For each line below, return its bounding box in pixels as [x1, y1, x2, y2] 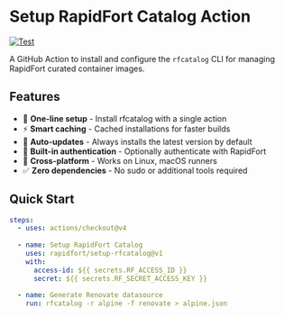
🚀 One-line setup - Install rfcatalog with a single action [22, 113, 227, 123]
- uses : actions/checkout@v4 [17, 223, 127, 233]
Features [9, 89, 60, 104]
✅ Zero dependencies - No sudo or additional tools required [22, 165, 248, 176]
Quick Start [9, 192, 75, 207]
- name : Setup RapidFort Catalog [17, 240, 143, 249]
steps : [9, 215, 34, 224]
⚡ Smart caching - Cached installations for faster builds [22, 123, 231, 134]
